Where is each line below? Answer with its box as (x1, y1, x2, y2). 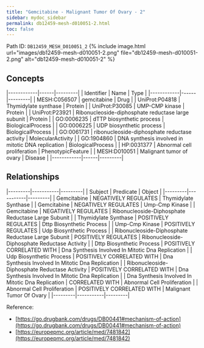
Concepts (6, 73, 44, 83)
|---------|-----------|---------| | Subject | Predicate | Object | (6, 188, 162, 195)
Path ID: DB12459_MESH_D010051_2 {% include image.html (6, 43, 146, 50)
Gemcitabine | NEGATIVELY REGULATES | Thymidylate (56, 194, 194, 202)
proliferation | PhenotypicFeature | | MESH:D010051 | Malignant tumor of (6, 147, 188, 155)
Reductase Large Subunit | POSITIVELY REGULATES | (6, 233, 141, 241)
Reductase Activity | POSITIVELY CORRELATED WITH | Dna (39, 266, 189, 273)
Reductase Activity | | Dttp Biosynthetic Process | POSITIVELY (39, 240, 195, 247)
